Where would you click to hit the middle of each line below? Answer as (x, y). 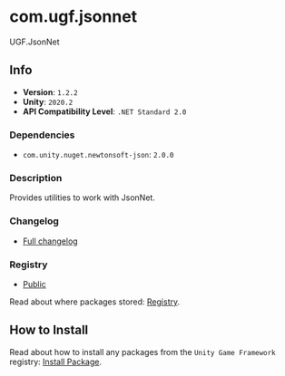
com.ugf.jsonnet (74, 17)
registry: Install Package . (56, 362)
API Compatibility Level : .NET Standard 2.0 (104, 111)
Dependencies (42, 135)
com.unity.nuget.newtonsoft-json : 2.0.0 (98, 155)
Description (36, 178)
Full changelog (50, 241)
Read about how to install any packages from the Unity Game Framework (142, 352)
